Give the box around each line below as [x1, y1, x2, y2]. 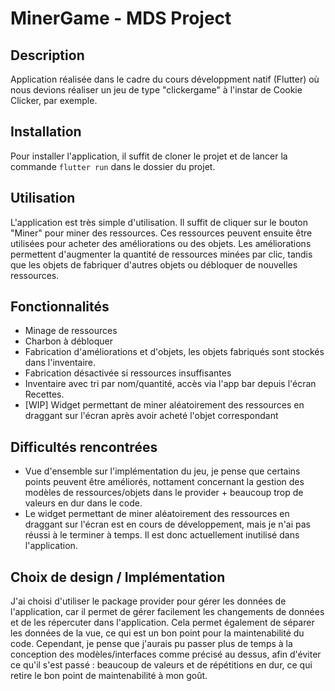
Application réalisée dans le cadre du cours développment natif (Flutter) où [10, 73, 320, 85]
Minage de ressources [24, 325, 118, 337]
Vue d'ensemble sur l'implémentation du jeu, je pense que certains [24, 465, 301, 477]
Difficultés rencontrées [10, 438, 158, 456]
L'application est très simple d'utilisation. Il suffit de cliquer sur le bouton [10, 216, 309, 228]
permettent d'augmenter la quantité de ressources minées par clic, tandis [10, 248, 313, 260]
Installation [10, 123, 82, 141]
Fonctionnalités [10, 298, 110, 316]
